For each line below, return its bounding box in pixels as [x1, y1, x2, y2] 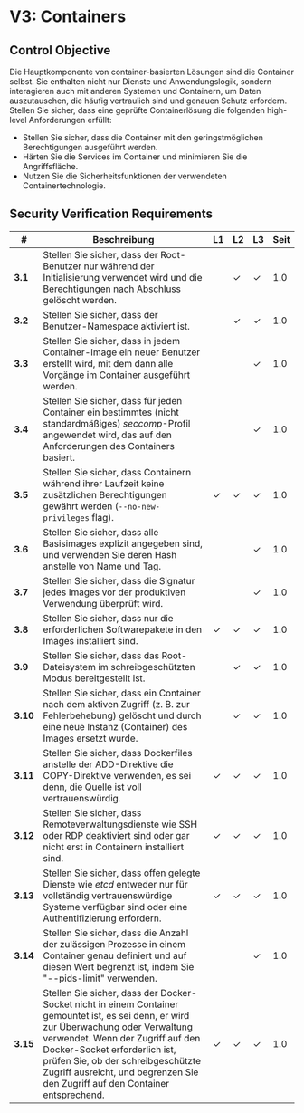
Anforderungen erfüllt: [28, 115, 112, 125]
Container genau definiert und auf [43, 949, 187, 962]
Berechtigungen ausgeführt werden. [22, 142, 158, 152]
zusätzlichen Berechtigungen [43, 488, 167, 501]
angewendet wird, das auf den [43, 428, 172, 441]
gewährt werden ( [43, 500, 119, 513]
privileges [43, 513, 90, 523]
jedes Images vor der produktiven [43, 586, 186, 599]
